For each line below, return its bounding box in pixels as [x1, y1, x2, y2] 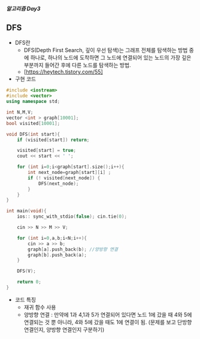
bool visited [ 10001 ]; [6, 120, 60, 126]
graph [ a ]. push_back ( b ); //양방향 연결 [28, 246, 119, 252]
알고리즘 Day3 [6, 5, 41, 12]
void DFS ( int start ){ [6, 131, 60, 137]
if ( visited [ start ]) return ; [17, 137, 90, 143]
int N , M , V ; [6, 109, 34, 115]
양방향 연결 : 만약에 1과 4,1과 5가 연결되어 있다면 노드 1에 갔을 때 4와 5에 [23, 311, 192, 318]
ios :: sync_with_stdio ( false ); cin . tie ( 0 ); [17, 213, 128, 220]
